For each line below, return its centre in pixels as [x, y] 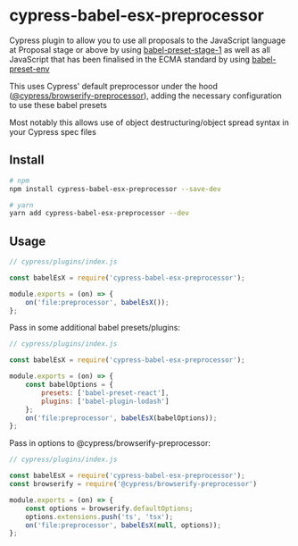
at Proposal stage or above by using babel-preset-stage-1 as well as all [140, 49]
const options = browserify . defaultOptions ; [109, 508]
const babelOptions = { [70, 385]
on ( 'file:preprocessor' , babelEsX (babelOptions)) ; [121, 418]
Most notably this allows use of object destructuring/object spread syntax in [149, 122]
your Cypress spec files [53, 131]
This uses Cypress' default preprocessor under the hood [114, 86]
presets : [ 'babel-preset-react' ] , [105, 393]
